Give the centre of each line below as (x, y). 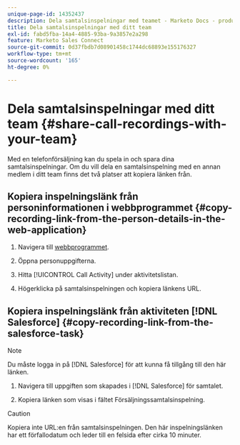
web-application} (47, 230)
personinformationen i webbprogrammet (100, 207)
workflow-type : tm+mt (40, 54)
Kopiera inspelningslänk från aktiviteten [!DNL (112, 311)
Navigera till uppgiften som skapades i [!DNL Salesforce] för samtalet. (120, 386)
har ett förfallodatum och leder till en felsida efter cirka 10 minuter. (105, 435)
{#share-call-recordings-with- (134, 124)
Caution (19, 414)
